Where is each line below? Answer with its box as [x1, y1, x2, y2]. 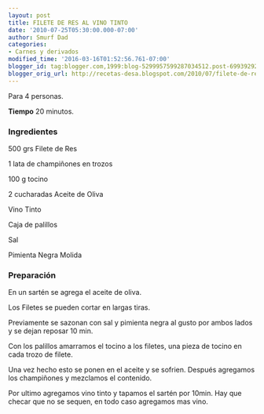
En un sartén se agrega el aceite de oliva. [8, 288, 142, 297]
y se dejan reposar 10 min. [8, 326, 93, 336]
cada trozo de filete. [8, 350, 73, 359]
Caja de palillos [8, 220, 57, 229]
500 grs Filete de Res [8, 143, 77, 153]
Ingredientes [8, 126, 58, 137]
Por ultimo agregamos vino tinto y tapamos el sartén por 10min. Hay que [8, 389, 242, 398]
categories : [8, 41, 47, 49]
